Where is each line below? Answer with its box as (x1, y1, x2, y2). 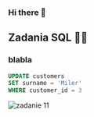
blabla (8, 55, 33, 66)
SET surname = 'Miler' (8, 80, 82, 87)
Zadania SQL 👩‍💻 (8, 31, 88, 44)
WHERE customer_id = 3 (8, 87, 82, 94)
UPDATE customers (8, 72, 65, 80)
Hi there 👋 (8, 7, 47, 18)
